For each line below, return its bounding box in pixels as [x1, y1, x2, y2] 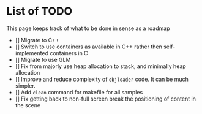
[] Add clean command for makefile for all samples [15, 88, 143, 96]
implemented [15, 49, 49, 56]
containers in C [50, 49, 88, 56]
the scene [15, 101, 41, 108]
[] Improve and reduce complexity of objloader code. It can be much [15, 75, 189, 83]
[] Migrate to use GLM [15, 56, 71, 63]
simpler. [15, 82, 36, 89]
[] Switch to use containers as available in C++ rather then [15, 43, 162, 50]
